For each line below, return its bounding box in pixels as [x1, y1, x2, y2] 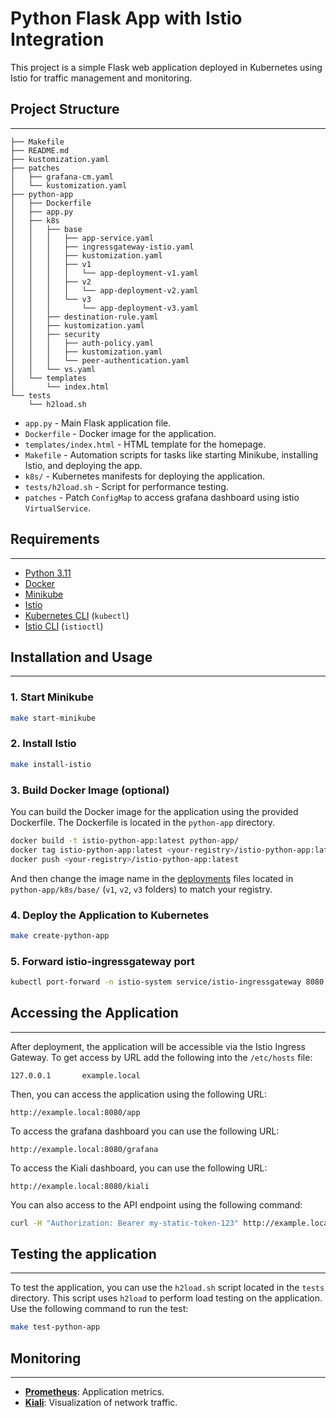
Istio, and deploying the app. [24, 459, 143, 471]
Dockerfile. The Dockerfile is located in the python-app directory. [10, 817, 276, 829]
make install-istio [10, 759, 92, 769]
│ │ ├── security [10, 329, 101, 339]
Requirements [10, 531, 100, 548]
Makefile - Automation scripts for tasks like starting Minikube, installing [24, 448, 319, 461]
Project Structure [10, 101, 120, 118]
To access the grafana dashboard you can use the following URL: [10, 1125, 280, 1137]
